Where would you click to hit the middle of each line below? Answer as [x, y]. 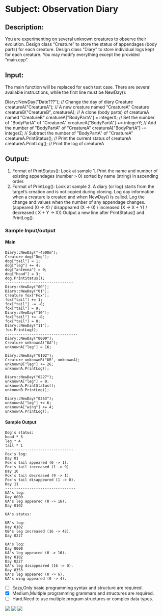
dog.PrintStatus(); [25, 278]
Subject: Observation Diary [62, 9]
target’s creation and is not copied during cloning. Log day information [83, 191]
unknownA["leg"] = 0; [27, 381]
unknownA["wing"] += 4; [29, 407]
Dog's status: [20, 432]
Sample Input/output [30, 230]
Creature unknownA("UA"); [31, 343]
